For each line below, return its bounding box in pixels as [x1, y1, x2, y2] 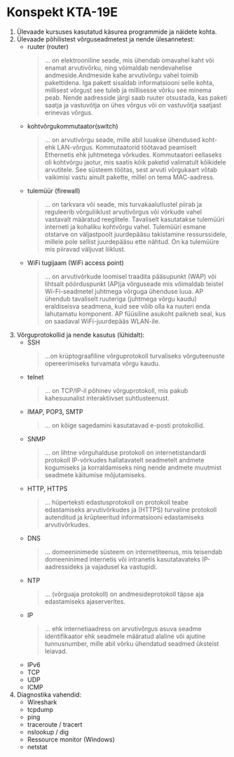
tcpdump [27, 705, 54, 713]
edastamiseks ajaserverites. [44, 597, 125, 605]
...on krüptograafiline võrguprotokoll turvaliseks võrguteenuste [44, 351, 225, 360]
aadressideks [44, 562, 83, 571]
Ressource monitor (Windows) [27, 735, 115, 744]
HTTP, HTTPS [27, 484, 68, 493]
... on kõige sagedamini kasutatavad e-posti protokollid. [44, 421, 205, 429]
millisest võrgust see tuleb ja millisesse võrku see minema [44, 86, 212, 94]
